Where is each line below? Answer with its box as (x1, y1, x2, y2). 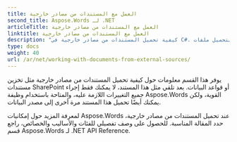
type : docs (7, 43, 39, 50)
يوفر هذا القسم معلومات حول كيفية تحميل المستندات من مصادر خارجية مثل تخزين (7, 75, 222, 84)
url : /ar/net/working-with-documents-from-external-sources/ (7, 56, 191, 63)
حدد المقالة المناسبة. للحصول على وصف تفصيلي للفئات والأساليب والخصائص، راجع (7, 119, 224, 127)
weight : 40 (7, 50, 39, 57)
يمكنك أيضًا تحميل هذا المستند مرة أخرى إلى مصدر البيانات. (7, 98, 162, 106)
